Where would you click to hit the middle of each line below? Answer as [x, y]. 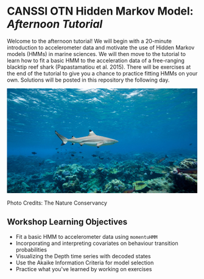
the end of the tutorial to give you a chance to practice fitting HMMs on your [102, 73]
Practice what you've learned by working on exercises [84, 269]
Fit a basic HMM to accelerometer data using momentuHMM [86, 236]
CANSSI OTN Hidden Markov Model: [100, 11]
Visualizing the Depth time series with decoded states [83, 256]
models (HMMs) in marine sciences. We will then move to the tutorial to [97, 54]
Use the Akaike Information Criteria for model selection [85, 263]
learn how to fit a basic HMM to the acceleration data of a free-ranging [96, 60]
